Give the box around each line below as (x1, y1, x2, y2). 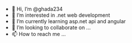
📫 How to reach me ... (11, 31, 66, 37)
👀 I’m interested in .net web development (11, 12, 110, 19)
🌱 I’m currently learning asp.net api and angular (11, 18, 126, 24)
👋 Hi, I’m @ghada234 (11, 6, 63, 12)
